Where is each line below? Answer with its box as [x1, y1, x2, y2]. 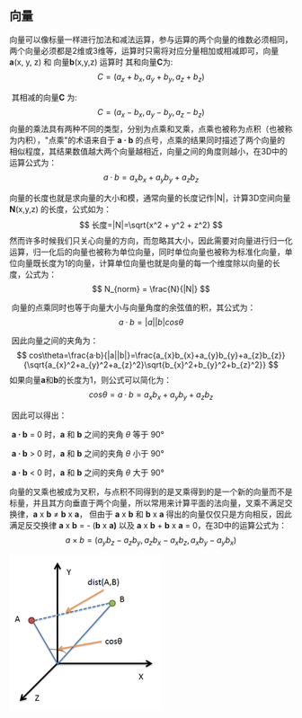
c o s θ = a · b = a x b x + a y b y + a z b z [88, 389, 214, 402]
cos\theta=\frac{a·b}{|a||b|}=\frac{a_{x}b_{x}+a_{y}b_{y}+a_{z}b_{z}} [28, 350, 286, 361]
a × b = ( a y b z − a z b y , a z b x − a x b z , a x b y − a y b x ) [65, 535, 237, 547]
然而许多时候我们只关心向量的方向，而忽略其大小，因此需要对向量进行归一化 [9, 235, 293, 246]
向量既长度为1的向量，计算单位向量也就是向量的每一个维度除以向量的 [16, 258, 272, 269]
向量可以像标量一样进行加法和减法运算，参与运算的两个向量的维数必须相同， [9, 34, 293, 45]
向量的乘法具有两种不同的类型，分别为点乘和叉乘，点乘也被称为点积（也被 [9, 124, 285, 135]
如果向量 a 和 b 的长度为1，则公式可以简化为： [9, 375, 173, 386]
